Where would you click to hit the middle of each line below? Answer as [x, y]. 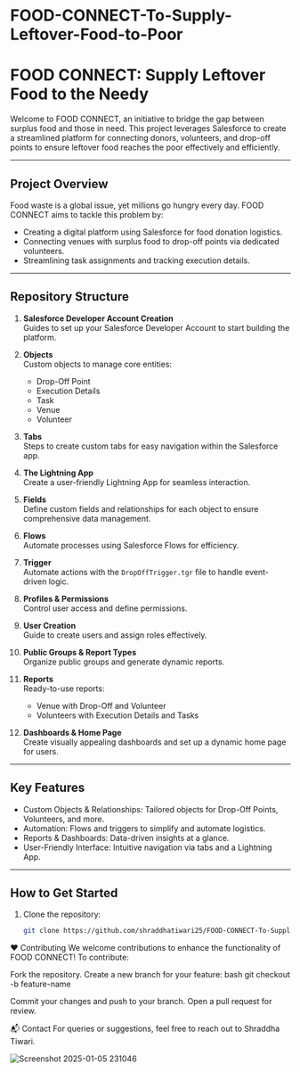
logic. [59, 581]
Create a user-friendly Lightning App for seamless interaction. [137, 482]
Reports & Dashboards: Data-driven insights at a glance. [126, 837]
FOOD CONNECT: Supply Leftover [138, 75]
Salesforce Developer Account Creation [98, 318]
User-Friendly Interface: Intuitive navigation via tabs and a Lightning [147, 847]
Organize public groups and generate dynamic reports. [124, 662]
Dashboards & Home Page [73, 732]
